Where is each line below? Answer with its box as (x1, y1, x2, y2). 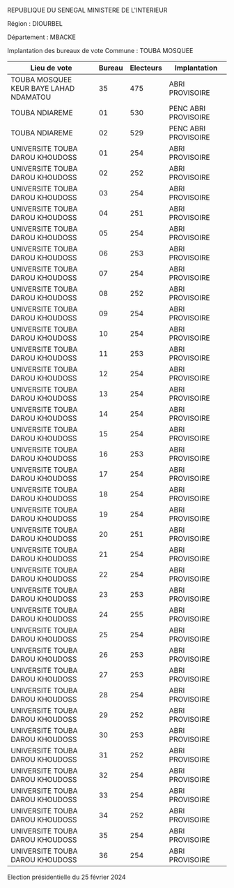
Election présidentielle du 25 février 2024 (7, 873, 127, 881)
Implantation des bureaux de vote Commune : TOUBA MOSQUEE (7, 47, 194, 54)
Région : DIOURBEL (7, 20, 63, 27)
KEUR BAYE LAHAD (10, 84, 75, 93)
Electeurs (130, 63, 162, 73)
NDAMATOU (10, 92, 52, 102)
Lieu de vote (30, 63, 72, 73)
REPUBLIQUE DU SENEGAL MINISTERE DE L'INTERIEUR (7, 6, 168, 14)
